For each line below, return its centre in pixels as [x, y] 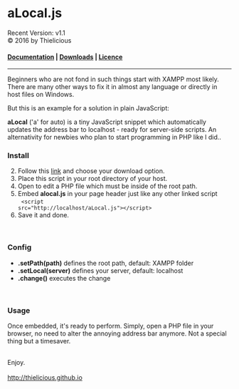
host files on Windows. [41, 95]
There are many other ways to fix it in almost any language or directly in [112, 87]
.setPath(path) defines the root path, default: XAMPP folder [106, 263]
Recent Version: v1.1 [36, 33]
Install [18, 156]
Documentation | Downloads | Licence [65, 57]
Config [20, 247]
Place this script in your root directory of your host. [92, 179]
